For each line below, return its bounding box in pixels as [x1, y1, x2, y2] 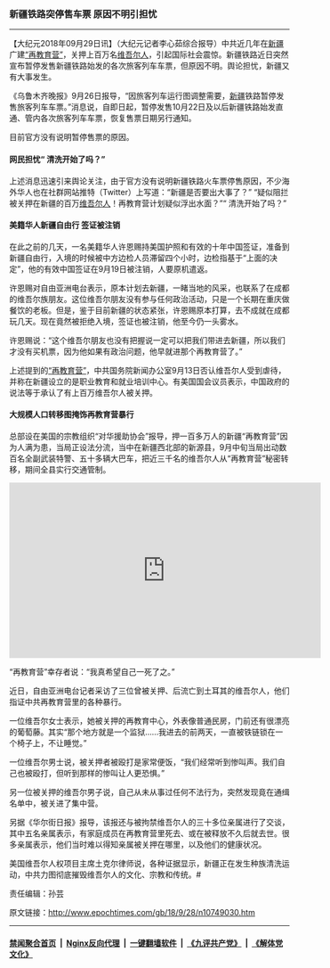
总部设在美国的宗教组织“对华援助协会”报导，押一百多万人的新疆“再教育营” [9, 431, 280, 441]
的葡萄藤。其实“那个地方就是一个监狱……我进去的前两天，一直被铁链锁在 [9, 726, 276, 737]
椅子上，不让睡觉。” [16, 737, 87, 748]
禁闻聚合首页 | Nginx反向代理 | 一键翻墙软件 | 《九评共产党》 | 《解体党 [9, 938, 284, 948]
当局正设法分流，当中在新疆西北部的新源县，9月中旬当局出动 [55, 441, 279, 452]
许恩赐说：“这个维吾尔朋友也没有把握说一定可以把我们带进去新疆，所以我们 [9, 334, 286, 345]
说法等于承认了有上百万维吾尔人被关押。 [9, 387, 157, 398]
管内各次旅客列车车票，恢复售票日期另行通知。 [24, 113, 197, 124]
